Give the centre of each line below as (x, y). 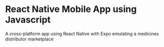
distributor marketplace (29, 39)
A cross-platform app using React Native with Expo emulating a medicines (82, 33)
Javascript (28, 20)
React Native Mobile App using (71, 9)
